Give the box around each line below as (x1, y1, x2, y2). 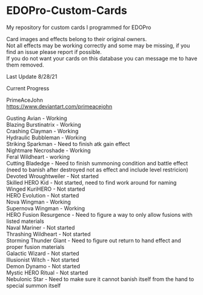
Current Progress (6, 84, 50, 91)
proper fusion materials (6, 243, 65, 250)
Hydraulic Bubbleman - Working (6, 134, 87, 141)
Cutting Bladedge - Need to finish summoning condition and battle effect (6, 159, 188, 167)
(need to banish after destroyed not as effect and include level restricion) (6, 166, 189, 173)
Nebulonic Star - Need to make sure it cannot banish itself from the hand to (6, 275, 195, 282)
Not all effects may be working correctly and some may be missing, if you (6, 42, 190, 49)
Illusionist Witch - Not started (6, 256, 79, 264)
